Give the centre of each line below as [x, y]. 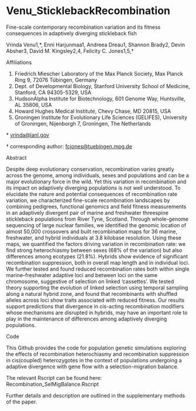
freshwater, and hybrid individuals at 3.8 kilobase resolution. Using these [94, 237]
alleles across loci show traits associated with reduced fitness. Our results [95, 300]
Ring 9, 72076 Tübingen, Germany [56, 80]
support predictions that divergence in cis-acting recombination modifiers [95, 306]
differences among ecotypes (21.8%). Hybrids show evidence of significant [97, 256]
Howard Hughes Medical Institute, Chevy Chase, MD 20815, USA [93, 111]
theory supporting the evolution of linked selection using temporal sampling [97, 287]
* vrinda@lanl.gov [28, 135]
